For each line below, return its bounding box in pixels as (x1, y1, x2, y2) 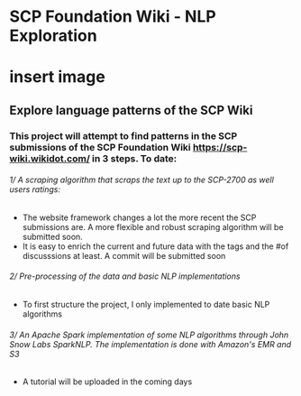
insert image (9, 67, 105, 87)
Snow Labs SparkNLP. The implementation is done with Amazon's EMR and (9, 338, 292, 349)
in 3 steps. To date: (91, 152, 178, 164)
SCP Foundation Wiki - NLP (9, 6, 216, 27)
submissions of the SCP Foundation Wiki (9, 141, 191, 153)
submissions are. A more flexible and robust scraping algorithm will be (22, 221, 284, 232)
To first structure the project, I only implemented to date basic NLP (22, 299, 270, 310)
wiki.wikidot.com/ (9, 152, 90, 164)
